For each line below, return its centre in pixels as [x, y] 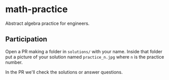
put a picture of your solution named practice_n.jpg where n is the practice [85, 57]
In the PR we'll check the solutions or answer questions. [64, 72]
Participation [26, 39]
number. [14, 62]
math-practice [37, 9]
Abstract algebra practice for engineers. [47, 23]
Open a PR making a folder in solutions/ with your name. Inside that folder [84, 51]
